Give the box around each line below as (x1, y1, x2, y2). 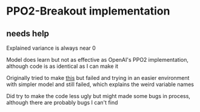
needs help (6, 28, 50, 39)
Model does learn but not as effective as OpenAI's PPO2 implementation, (6, 56, 189, 63)
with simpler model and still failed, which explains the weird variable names (6, 81, 195, 88)
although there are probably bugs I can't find (6, 99, 118, 106)
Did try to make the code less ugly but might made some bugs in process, (6, 93, 191, 99)
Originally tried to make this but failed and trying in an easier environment (6, 74, 190, 81)
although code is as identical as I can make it (6, 62, 119, 70)
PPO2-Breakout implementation (6, 4, 170, 18)
